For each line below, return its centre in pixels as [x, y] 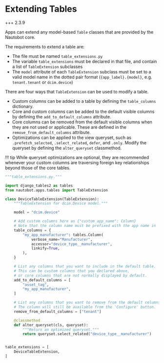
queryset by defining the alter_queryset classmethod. [67, 148]
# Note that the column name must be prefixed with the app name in [85, 226]
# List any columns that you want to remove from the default [78, 303]
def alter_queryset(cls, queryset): [51, 325]
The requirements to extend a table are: [45, 46]
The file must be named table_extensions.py [57, 56]
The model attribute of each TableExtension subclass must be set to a [82, 71]
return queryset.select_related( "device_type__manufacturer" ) [87, 334]
